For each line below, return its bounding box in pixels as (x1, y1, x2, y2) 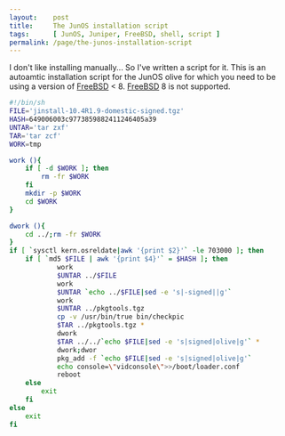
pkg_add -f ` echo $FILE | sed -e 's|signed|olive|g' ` (56, 353, 252, 363)
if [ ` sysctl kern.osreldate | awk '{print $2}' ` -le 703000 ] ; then (9, 246, 265, 255)
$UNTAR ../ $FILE (56, 270, 117, 280)
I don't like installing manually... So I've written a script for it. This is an (9, 62, 266, 73)
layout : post (9, 12, 69, 22)
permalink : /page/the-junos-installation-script (9, 37, 193, 47)
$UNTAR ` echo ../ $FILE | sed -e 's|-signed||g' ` (56, 287, 233, 296)
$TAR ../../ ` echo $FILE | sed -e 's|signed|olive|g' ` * (56, 337, 260, 346)
